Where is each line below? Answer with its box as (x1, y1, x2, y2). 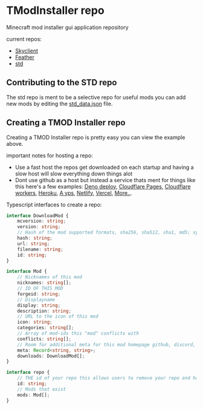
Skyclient (14, 47, 38, 54)
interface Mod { (6, 269, 47, 275)
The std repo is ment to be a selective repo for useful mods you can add (6, 93, 186, 100)
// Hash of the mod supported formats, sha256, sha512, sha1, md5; (17, 229, 190, 236)
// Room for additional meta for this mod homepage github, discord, (17, 341, 196, 348)
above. (6, 140, 24, 147)
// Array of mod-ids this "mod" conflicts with (17, 330, 139, 336)
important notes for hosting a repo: (6, 152, 94, 159)
